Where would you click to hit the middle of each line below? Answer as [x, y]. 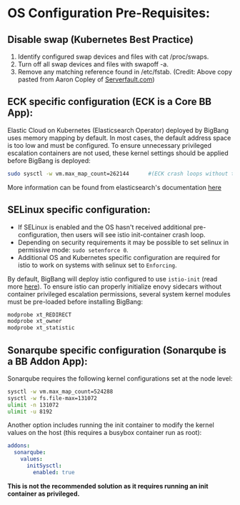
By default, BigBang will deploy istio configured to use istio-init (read [112, 279]
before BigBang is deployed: [49, 160]
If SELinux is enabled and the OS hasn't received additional [105, 227]
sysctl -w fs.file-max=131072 [52, 398]
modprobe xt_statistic [41, 328]
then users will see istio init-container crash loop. [133, 234]
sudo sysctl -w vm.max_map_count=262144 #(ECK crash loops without [118, 174]
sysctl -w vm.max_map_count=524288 [60, 391]
